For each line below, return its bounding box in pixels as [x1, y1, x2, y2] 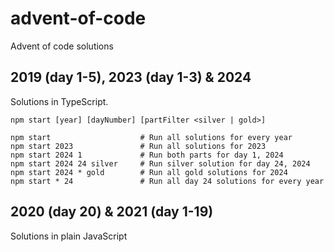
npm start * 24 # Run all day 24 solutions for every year [10, 176, 325, 186]
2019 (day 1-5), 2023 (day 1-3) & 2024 [10, 69, 252, 86]
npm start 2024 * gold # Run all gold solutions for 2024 [10, 167, 288, 177]
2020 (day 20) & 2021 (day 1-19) [10, 203, 214, 221]
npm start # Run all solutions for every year [10, 132, 293, 142]
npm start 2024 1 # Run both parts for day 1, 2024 [10, 150, 284, 160]
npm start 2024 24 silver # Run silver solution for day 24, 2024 [10, 158, 311, 169]
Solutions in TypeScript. [10, 95, 109, 107]
